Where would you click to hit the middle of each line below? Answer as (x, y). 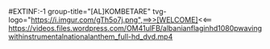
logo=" (20, 20)
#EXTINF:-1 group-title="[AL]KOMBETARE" (80, 11)
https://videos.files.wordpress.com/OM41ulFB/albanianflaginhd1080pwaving (135, 28)
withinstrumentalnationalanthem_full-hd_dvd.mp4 (91, 36)
